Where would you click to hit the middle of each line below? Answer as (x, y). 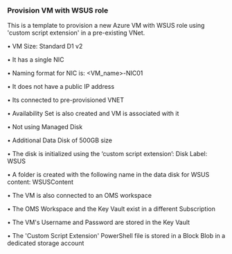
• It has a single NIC (36, 60)
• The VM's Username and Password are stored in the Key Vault (99, 222)
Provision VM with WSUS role (58, 10)
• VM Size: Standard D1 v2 (45, 46)
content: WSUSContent (41, 182)
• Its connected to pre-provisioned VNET (66, 100)
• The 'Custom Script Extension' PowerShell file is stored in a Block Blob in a (116, 236)
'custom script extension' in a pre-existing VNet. (76, 33)
